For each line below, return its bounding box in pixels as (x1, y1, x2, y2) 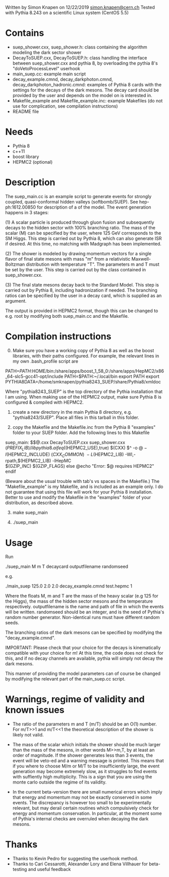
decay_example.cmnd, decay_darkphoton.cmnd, (12, 76, 114, 82)
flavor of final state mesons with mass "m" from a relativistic (5, 256, 131, 262)
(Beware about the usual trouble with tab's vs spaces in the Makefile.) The (5, 478, 160, 484)
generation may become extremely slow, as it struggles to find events (12, 768, 157, 774)
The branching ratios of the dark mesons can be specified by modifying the (5, 629, 162, 636)
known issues (5, 704, 65, 716)
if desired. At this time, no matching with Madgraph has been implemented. (5, 240, 161, 247)
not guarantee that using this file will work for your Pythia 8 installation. (5, 489, 153, 495)
